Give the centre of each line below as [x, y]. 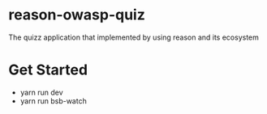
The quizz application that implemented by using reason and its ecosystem [134, 37]
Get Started [48, 70]
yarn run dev [41, 92]
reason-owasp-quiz [77, 15]
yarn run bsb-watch [53, 101]
